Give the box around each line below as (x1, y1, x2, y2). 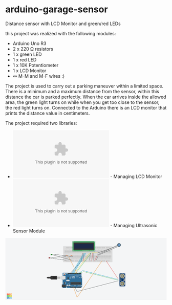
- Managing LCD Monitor (110, 173, 163, 180)
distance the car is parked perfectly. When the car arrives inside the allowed (5, 94, 166, 100)
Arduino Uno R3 (12, 40, 47, 47)
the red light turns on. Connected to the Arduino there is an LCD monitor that (5, 104, 167, 111)
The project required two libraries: (5, 120, 77, 126)
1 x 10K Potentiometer (12, 62, 59, 68)
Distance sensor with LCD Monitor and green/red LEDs (5, 20, 121, 27)
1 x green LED (12, 51, 42, 57)
